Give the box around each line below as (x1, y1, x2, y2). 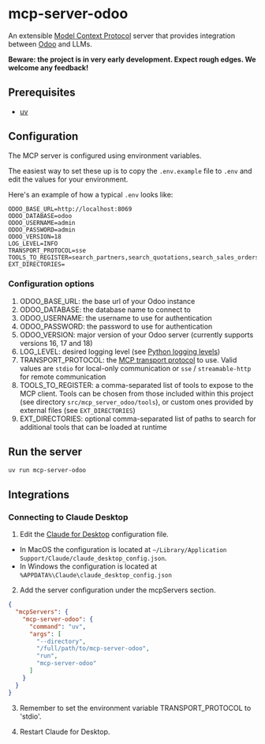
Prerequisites (8, 86, 76, 100)
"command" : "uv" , (28, 622, 87, 630)
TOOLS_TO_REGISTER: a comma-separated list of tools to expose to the (19, 380, 254, 389)
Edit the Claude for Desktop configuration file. (19, 530, 170, 539)
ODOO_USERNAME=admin (8, 219, 77, 227)
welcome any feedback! (8, 62, 89, 72)
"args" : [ (28, 629, 62, 638)
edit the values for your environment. (8, 175, 129, 184)
